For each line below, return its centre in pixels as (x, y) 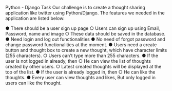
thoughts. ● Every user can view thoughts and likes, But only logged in (80, 77)
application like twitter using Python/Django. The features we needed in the (85, 13)
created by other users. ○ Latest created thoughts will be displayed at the (83, 67)
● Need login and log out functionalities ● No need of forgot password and (85, 39)
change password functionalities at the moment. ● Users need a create (81, 45)
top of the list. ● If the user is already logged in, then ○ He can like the (80, 72)
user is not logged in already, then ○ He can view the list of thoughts (78, 61)
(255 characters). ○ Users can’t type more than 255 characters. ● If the (82, 56)
